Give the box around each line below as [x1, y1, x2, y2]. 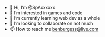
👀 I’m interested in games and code [9, 10, 83, 16]
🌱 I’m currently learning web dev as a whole [9, 15, 100, 21]
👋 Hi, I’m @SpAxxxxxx [9, 5, 56, 10]
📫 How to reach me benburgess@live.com [9, 26, 99, 32]
